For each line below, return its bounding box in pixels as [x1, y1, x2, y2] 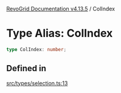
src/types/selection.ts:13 [6, 79, 68, 87]
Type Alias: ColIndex [6, 27, 113, 40]
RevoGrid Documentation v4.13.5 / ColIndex [6, 5, 116, 12]
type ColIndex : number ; [6, 46, 67, 52]
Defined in [6, 63, 47, 74]
